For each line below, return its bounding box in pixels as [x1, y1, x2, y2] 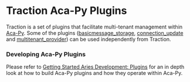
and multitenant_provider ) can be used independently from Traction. [6, 35, 171, 42]
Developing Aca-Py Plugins [6, 50, 86, 58]
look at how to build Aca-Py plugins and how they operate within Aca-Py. [6, 70, 183, 77]
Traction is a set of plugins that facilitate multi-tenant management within [6, 23, 183, 30]
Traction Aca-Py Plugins [6, 4, 127, 17]
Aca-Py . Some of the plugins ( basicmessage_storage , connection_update [6, 29, 184, 36]
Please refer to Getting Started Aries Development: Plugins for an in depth [6, 63, 185, 70]
